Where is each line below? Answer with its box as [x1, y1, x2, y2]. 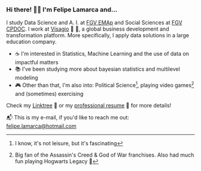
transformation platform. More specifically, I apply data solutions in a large [6, 32, 190, 39]
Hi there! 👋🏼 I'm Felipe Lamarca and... [6, 5, 118, 14]
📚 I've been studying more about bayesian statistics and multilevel [14, 65, 181, 73]
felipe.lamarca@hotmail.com [6, 122, 77, 130]
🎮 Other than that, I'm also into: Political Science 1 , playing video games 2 [14, 80, 194, 89]
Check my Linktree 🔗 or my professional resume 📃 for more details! [6, 101, 172, 109]
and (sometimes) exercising [14, 90, 84, 97]
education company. [6, 38, 57, 46]
